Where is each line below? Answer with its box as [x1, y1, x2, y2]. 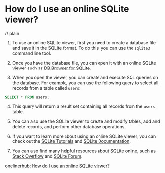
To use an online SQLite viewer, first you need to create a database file [12, 39, 156, 45]
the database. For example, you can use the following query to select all [12, 80, 159, 86]
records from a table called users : [12, 85, 81, 91]
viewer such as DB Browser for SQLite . [12, 65, 91, 71]
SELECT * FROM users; [5, 95, 50, 100]
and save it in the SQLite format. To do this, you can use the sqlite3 [12, 45, 150, 51]
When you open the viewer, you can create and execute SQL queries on [12, 74, 159, 80]
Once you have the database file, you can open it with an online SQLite [12, 60, 156, 66]
